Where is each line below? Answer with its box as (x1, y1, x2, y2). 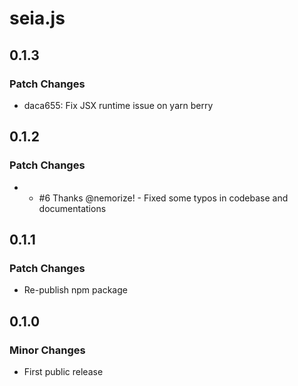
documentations (38, 202, 107, 214)
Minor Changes (9, 343, 86, 357)
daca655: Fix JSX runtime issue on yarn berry (23, 99, 214, 111)
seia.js (9, 7, 66, 30)
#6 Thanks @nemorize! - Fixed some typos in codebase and (38, 192, 289, 204)
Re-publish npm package (23, 284, 128, 296)
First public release (23, 365, 104, 377)
